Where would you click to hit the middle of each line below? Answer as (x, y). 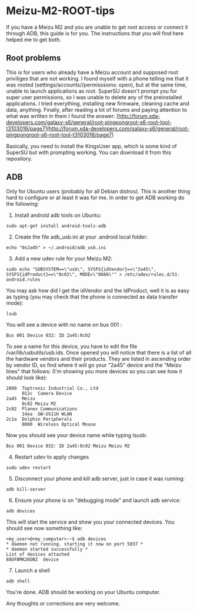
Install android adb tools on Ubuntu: (58, 215)
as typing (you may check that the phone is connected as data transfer (92, 297)
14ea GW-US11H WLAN (47, 414)
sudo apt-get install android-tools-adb (56, 226)
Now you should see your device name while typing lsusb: (77, 435)
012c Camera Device (47, 393)
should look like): (27, 377)
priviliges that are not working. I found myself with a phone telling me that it (98, 78)
